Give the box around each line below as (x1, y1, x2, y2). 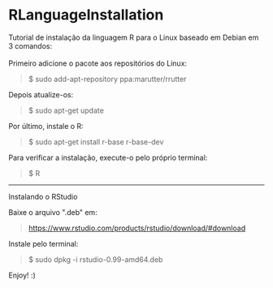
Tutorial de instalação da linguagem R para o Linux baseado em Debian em (8, 32, 259, 42)
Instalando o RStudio (8, 191, 78, 201)
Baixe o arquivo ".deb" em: (8, 207, 97, 217)
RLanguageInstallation (8, 6, 164, 24)
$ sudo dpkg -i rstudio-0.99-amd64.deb (28, 254, 163, 264)
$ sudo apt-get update (28, 105, 104, 115)
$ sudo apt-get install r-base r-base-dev (28, 136, 164, 147)
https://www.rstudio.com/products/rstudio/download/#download (28, 223, 246, 233)
